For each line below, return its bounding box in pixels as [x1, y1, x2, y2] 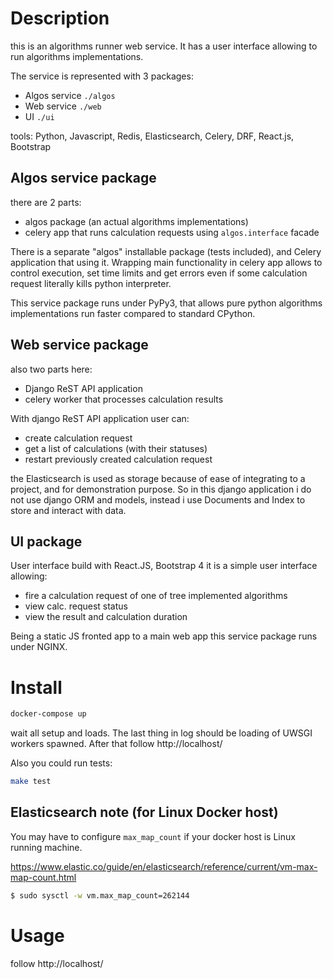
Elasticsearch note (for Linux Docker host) [10, 804, 279, 821]
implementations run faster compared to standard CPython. [10, 307, 256, 319]
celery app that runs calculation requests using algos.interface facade [24, 226, 320, 238]
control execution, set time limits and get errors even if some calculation [10, 267, 308, 279]
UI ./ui [24, 110, 55, 122]
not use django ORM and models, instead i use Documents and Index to [10, 493, 306, 506]
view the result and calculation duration [24, 611, 188, 623]
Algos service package [10, 170, 157, 187]
